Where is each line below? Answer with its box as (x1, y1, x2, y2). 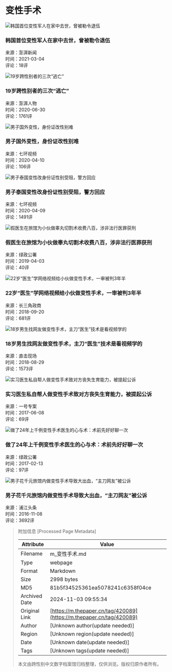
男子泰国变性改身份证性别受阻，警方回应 (5, 188, 105, 195)
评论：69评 (5, 416, 29, 422)
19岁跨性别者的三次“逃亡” (5, 87, 69, 95)
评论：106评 (5, 163, 31, 170)
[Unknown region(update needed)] (50, 630, 134, 638)
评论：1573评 (5, 366, 33, 372)
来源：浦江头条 (5, 504, 37, 511)
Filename (20, 550, 43, 557)
